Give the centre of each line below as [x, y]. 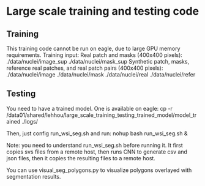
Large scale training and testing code [103, 11]
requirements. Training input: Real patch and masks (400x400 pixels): [94, 55]
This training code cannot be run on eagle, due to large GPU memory [93, 48]
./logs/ [30, 121]
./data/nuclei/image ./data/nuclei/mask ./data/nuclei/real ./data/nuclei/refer [101, 74]
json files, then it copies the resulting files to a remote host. [81, 158]
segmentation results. [34, 176]
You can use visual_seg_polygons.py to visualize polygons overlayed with [99, 170]
